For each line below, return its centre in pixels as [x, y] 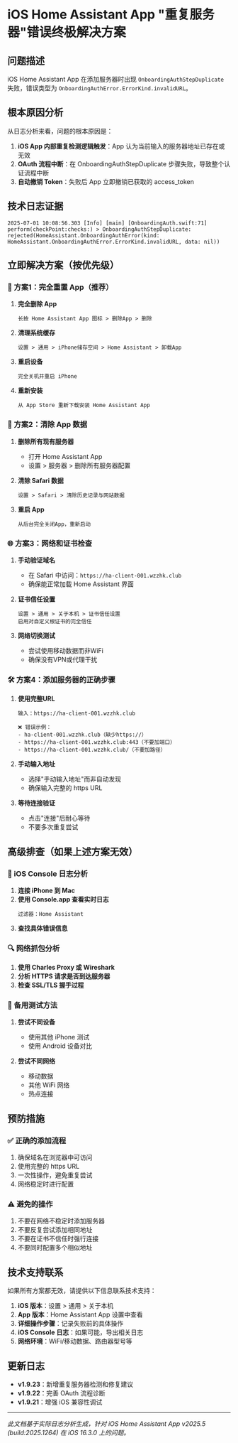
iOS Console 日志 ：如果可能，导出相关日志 [80, 1332]
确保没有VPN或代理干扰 [63, 659]
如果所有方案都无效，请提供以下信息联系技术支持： [82, 1291]
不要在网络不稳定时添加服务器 [61, 1221]
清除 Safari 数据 [40, 480]
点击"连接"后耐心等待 [59, 818]
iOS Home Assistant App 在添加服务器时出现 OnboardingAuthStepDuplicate [116, 79]
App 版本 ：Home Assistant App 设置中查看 [80, 1314]
